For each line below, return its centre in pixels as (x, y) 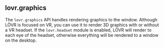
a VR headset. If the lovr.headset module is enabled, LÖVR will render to (78, 30)
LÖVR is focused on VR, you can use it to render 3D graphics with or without (82, 25)
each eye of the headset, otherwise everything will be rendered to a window (82, 35)
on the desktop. (21, 40)
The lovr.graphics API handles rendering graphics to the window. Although (81, 19)
